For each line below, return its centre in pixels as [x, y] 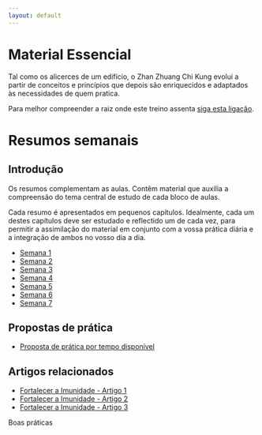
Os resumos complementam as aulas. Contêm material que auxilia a [118, 188]
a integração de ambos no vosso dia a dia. [77, 237]
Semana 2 [36, 261]
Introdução [36, 169]
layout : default [35, 15]
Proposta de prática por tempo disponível [87, 347]
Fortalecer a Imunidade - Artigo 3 [74, 407]
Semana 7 [36, 303]
